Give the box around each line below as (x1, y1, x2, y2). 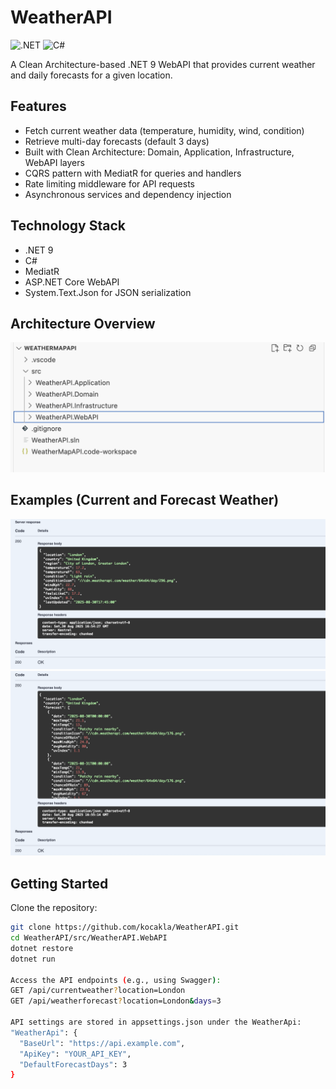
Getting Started (10, 875, 109, 892)
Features (10, 98, 67, 115)
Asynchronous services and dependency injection (24, 188, 232, 200)
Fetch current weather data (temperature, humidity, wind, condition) (24, 124, 305, 136)
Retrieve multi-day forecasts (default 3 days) (24, 135, 210, 147)
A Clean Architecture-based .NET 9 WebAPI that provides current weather (10, 58, 316, 70)
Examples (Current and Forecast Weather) (10, 492, 280, 509)
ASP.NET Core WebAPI (24, 276, 120, 288)
